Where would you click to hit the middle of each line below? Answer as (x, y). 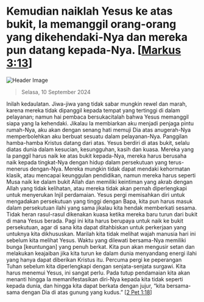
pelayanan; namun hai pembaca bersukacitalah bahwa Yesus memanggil (97, 117)
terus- (176, 162)
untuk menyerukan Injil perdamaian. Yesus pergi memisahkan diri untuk (96, 194)
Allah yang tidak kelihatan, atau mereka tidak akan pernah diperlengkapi (97, 188)
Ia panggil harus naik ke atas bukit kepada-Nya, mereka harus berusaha (97, 156)
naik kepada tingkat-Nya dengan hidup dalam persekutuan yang (87, 162)
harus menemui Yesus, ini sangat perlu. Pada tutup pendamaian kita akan (98, 273)
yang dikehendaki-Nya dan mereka (97, 37)
